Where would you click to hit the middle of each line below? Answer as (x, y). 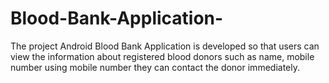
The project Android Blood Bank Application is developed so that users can (165, 46)
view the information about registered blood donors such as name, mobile (162, 56)
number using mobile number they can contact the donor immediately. (155, 67)
